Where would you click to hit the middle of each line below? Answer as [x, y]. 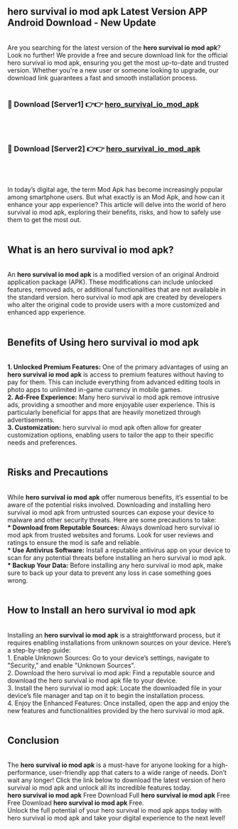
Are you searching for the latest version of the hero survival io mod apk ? [114, 47]
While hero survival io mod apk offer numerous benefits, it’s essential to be [118, 497]
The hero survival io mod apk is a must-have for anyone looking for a [109, 765]
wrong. [18, 580]
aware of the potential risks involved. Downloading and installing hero [109, 505]
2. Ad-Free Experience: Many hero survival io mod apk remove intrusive [113, 397]
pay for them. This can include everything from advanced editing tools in [114, 382]
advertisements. [31, 420]
